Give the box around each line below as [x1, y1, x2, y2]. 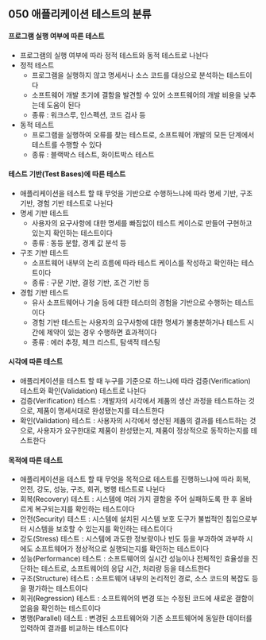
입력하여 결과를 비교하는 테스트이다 [19, 623, 129, 633]
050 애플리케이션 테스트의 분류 [8, 7, 152, 21]
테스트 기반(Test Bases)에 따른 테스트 [8, 169, 126, 179]
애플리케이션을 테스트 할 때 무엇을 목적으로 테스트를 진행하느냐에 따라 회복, [19, 475, 252, 484]
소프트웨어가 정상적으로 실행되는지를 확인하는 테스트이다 [34, 544, 210, 553]
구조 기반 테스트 [19, 248, 69, 257]
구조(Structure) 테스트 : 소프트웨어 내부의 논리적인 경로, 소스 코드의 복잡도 [19, 574, 250, 584]
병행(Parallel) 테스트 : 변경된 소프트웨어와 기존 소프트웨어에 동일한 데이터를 [19, 614, 253, 623]
